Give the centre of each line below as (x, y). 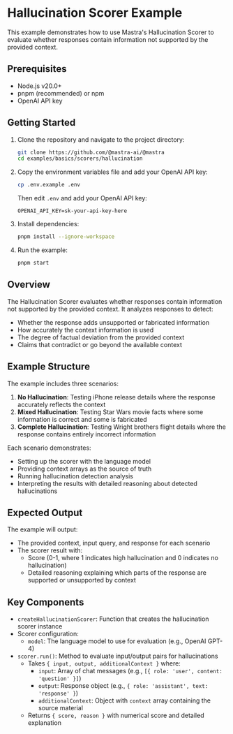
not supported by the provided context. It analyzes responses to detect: (110, 309)
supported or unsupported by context (82, 580)
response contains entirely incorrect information (87, 434)
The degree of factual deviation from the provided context (101, 337)
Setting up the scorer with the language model (84, 461)
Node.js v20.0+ (39, 86)
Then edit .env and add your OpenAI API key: (82, 198)
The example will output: (43, 529)
